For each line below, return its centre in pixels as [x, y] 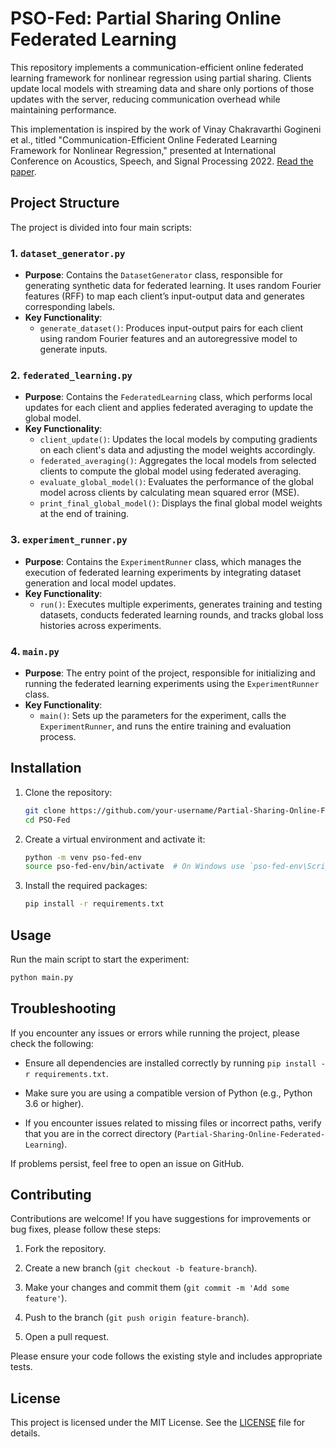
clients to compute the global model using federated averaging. [170, 471]
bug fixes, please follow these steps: [86, 1229]
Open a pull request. [67, 1337]
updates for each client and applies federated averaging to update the [169, 408]
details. [25, 1433]
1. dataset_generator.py [68, 253]
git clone [45, 810]
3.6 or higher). [54, 1103]
